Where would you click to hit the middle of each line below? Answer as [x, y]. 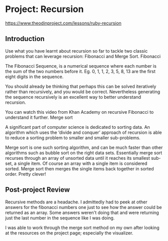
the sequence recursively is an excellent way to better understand [73, 97]
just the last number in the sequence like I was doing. [60, 218]
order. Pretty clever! [26, 174]
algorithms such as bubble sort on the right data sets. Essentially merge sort [84, 153]
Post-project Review [37, 190]
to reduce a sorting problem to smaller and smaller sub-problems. [73, 138]
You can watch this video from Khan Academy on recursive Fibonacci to [79, 112]
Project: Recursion [44, 9]
